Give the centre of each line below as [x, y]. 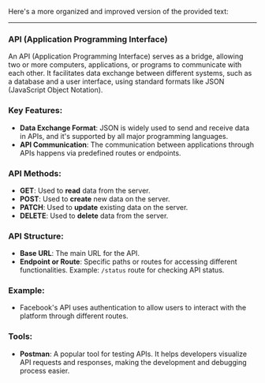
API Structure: [36, 236]
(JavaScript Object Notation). [56, 90]
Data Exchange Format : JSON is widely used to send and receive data [134, 128]
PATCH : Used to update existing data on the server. [104, 207]
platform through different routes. [74, 316]
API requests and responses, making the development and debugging [133, 362]
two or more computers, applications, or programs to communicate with [125, 65]
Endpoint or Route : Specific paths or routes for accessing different [128, 262]
